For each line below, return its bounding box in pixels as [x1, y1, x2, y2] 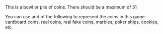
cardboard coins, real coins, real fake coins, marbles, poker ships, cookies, [5, 19, 159, 25]
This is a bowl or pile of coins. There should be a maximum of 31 [5, 4, 137, 10]
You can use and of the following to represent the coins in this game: [5, 14, 146, 19]
